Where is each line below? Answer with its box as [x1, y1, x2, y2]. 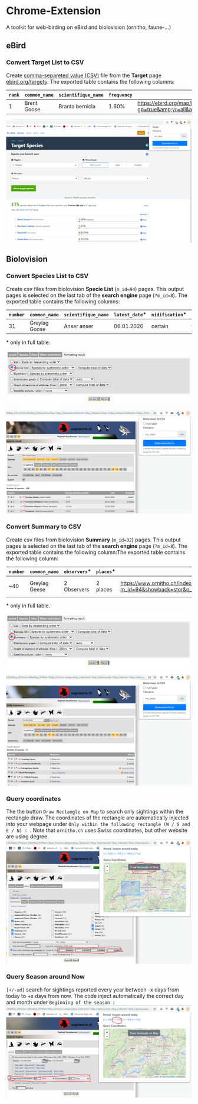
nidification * [151, 311, 187, 318]
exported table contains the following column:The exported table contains [6, 548, 186, 556]
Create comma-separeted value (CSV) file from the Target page [6, 72, 162, 79]
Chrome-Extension [6, 4, 101, 18]
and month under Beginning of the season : [6, 999, 115, 1006]
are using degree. [6, 833, 49, 840]
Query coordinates [6, 795, 61, 803]
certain [151, 322, 169, 329]
